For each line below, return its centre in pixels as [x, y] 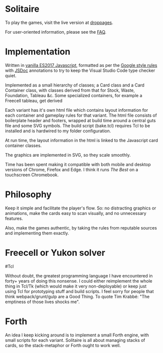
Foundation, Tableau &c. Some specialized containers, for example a [74, 95]
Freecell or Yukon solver [55, 253]
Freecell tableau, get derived [34, 101]
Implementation [38, 52]
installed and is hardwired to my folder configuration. [58, 131]
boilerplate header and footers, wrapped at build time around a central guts [81, 120]
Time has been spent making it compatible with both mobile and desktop [78, 164]
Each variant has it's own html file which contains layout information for [77, 110]
